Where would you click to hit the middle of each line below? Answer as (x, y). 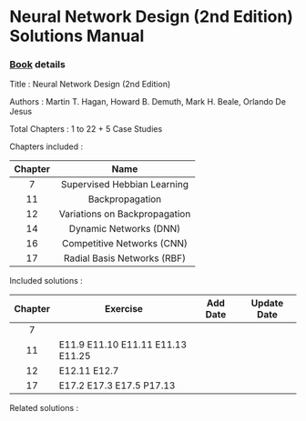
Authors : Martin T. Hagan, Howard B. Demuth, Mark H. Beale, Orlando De (148, 102)
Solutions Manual (77, 36)
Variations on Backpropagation (125, 214)
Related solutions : (44, 408)
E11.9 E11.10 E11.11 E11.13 (123, 345)
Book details (37, 65)
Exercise (124, 309)
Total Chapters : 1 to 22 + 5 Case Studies (86, 129)
